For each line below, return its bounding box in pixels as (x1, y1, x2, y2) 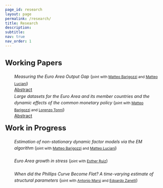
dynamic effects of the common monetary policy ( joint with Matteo (14, 100, 144, 106)
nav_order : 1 (5, 39, 32, 44)
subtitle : (5, 30, 25, 35)
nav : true (5, 35, 25, 39)
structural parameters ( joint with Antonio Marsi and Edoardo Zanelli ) (14, 177, 138, 183)
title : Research (5, 20, 38, 26)
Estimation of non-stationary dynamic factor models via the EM (14, 138, 143, 144)
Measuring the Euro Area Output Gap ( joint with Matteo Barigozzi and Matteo (14, 74, 158, 79)
